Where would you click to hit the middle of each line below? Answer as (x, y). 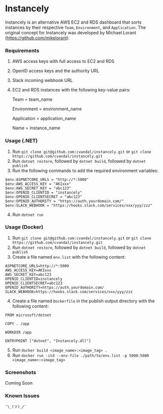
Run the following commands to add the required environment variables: (85, 171)
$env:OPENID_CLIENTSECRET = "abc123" (44, 197)
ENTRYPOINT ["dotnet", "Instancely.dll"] (48, 341)
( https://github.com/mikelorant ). (38, 38)
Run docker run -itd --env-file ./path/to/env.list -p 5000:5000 (81, 355)
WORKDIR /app (18, 332)
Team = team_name (32, 99)
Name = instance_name (36, 128)
